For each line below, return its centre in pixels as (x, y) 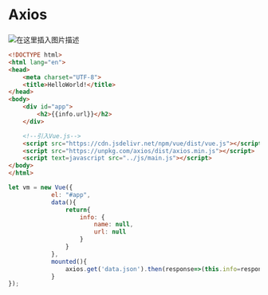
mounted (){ (69, 262)
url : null (110, 232)
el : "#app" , (71, 195)
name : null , (114, 225)
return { (78, 210)
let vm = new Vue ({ (41, 188)
